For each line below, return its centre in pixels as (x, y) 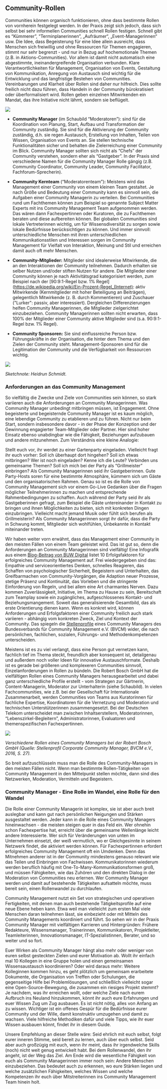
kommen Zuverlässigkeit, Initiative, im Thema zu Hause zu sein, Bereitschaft (83, 592)
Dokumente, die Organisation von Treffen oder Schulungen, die (70, 977)
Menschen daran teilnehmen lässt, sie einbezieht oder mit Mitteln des (77, 914)
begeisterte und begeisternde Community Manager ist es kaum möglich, (80, 413)
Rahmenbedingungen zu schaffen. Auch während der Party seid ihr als (78, 498)
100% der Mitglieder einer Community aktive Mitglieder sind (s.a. (79, 319)
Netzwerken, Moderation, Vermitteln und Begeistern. (59, 779)
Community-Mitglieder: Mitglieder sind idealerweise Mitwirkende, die (84, 260)
